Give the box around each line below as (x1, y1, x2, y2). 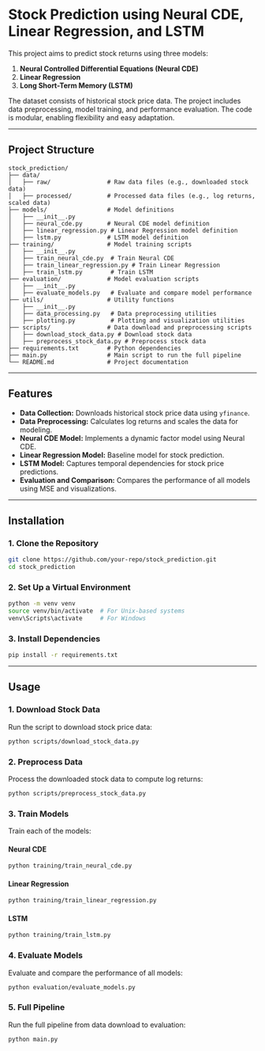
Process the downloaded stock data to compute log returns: (8, 774, 203, 784)
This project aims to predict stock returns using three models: (8, 48, 209, 58)
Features (8, 387, 53, 400)
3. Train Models (8, 808, 69, 819)
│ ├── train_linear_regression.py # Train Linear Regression (8, 261, 221, 269)
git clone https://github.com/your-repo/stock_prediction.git (8, 556, 217, 563)
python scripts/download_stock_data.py (8, 738, 140, 746)
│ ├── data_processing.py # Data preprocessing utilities (8, 309, 217, 317)
